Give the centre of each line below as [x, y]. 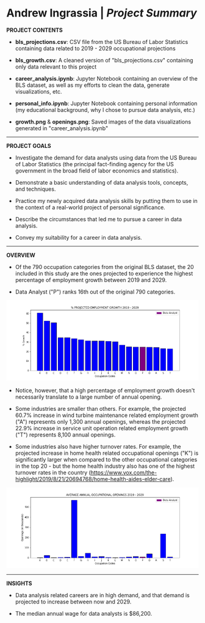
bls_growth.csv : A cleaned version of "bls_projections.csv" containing [104, 60]
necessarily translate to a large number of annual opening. [88, 397]
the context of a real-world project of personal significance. [90, 207]
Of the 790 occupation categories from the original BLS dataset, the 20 [104, 267]
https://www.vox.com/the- [124, 472]
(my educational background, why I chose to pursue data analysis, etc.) [105, 109]
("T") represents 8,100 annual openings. [65, 435]
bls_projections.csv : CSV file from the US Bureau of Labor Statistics [102, 42]
